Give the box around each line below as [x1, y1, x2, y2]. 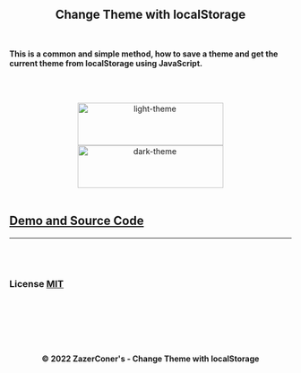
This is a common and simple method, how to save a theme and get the [9, 48, 279, 59]
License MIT [9, 277, 64, 290]
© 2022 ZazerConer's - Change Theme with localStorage [41, 353, 260, 364]
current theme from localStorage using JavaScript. [9, 57, 203, 68]
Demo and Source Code [9, 213, 144, 229]
